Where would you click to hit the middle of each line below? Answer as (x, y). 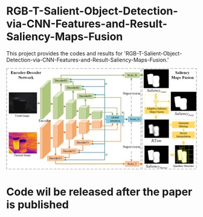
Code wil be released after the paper (99, 192)
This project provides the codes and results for (64, 53)
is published (38, 205)
